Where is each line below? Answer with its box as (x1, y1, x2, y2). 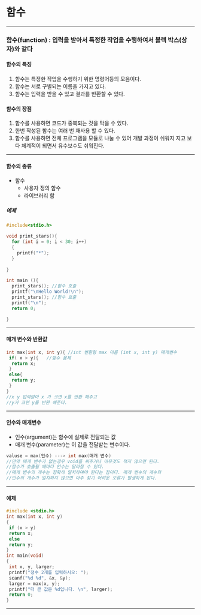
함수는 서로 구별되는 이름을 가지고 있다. (14, 83, 106, 90)
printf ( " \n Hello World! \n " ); (11, 289, 84, 295)
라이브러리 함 (23, 192, 55, 199)
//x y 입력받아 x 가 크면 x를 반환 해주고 (6, 394, 98, 400)
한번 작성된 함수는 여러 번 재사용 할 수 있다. (14, 127, 115, 134)
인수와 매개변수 (6, 419, 42, 426)
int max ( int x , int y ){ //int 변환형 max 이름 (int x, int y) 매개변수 (6, 349, 178, 355)
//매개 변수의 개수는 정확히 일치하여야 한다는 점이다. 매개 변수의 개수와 (6, 469, 162, 476)
